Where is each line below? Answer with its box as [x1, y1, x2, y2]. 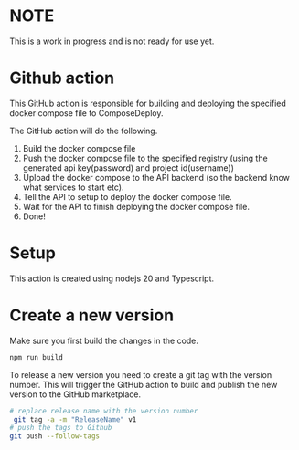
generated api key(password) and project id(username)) [22, 162, 235, 173]
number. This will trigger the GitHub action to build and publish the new [9, 379, 278, 390]
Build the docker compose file [22, 142, 136, 153]
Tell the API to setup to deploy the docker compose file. [22, 191, 232, 202]
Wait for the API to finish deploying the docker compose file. [22, 201, 250, 212]
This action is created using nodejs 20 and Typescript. [9, 273, 215, 284]
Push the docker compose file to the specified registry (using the [22, 152, 268, 163]
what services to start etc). [22, 182, 124, 193]
